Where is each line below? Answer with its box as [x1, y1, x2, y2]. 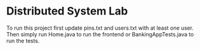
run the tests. [6, 37, 40, 44]
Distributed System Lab [6, 4, 128, 18]
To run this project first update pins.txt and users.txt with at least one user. [6, 24, 194, 31]
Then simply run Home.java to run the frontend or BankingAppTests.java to [6, 30, 194, 38]
